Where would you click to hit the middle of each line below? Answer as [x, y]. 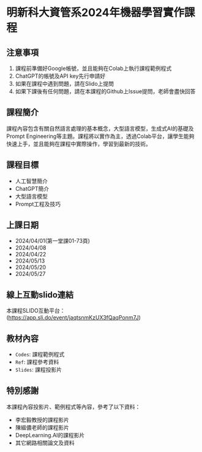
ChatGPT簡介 [32, 188]
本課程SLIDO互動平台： [36, 311]
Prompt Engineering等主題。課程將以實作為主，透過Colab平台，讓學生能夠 [100, 136]
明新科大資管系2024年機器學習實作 [95, 13]
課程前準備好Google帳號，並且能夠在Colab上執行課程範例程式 [93, 68]
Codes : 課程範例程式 [40, 354]
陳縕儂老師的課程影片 [42, 427]
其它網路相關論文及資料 [45, 443]
